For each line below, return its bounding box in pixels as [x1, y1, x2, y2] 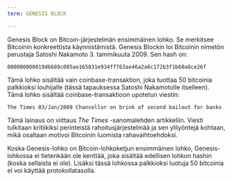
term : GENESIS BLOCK [7, 10, 67, 17]
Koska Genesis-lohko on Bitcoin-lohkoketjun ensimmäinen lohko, [7, 144, 193, 153]
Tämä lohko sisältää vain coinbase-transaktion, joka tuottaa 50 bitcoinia [7, 76, 213, 84]
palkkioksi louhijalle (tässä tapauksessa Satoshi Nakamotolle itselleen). [7, 83, 210, 91]
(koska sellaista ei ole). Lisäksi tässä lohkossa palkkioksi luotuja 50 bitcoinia [7, 159, 224, 167]
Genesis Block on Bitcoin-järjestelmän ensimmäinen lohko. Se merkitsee [7, 35, 214, 44]
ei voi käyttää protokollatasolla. [7, 166, 96, 174]
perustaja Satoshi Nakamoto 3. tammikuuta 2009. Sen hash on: [7, 50, 188, 58]
